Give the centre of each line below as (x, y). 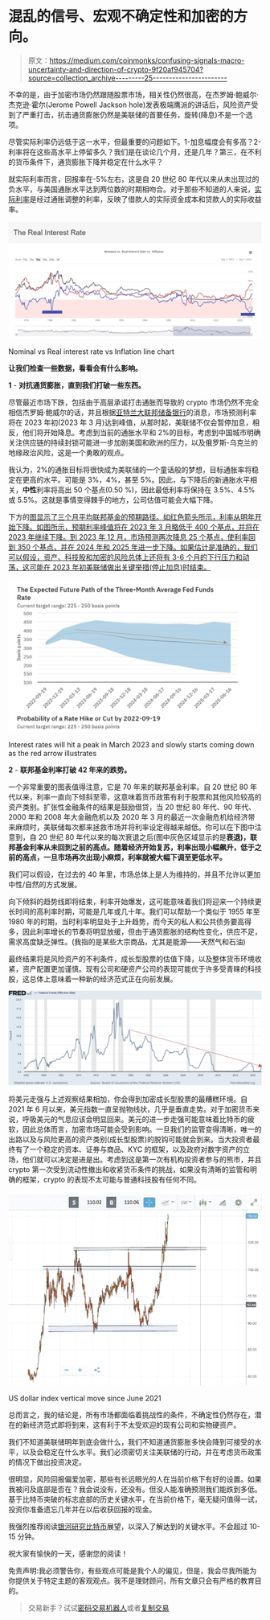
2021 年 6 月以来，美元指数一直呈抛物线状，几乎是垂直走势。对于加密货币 (131, 1109)
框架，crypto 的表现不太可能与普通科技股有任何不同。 (111, 1180)
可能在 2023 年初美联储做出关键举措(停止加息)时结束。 (120, 567)
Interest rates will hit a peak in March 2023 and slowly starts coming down (131, 745)
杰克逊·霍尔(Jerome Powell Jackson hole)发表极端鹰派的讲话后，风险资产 (130, 105)
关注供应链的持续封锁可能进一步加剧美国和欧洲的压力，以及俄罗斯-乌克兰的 (133, 442)
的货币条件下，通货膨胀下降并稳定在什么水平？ (86, 162)
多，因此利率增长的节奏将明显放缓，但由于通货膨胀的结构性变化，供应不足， (135, 932)
